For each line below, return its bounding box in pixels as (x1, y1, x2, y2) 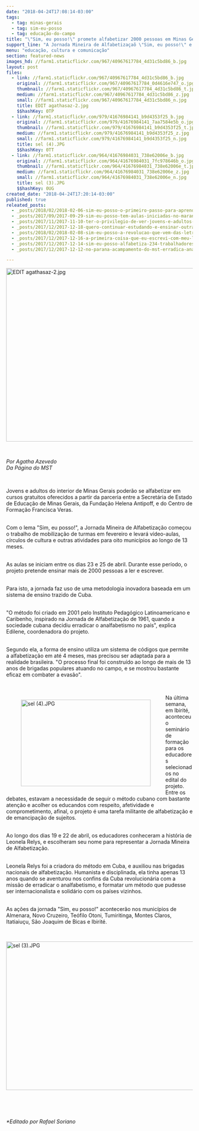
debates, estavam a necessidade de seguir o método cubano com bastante (6, 795, 191, 802)
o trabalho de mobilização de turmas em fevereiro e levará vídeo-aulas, (6, 530, 181, 538)
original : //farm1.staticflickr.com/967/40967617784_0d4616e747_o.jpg (17, 81, 195, 87)
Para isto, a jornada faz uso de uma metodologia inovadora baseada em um (6, 585, 191, 592)
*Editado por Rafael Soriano (6, 1118, 76, 1125)
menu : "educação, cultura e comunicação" (6, 48, 110, 53)
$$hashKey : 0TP (17, 108, 54, 114)
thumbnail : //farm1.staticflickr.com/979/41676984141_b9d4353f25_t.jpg (17, 125, 197, 131)
